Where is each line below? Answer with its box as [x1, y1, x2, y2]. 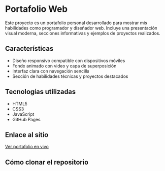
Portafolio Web [5, 3, 68, 15]
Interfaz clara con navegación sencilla [12, 68, 90, 74]
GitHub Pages [12, 116, 41, 122]
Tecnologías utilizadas [5, 88, 76, 96]
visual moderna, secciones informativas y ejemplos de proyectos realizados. [5, 30, 161, 36]
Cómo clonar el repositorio [5, 158, 89, 166]
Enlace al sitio [5, 131, 49, 139]
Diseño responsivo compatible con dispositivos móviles [12, 58, 125, 64]
